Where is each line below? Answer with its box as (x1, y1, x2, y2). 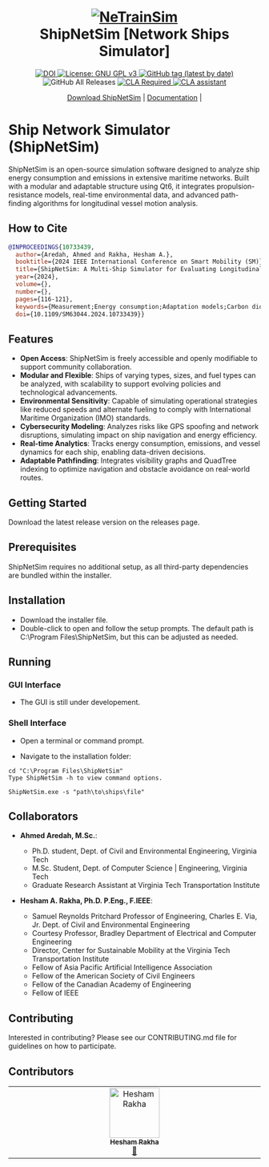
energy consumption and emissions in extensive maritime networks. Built (8, 172, 250, 182)
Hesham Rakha (110, 1137, 159, 1147)
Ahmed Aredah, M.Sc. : (19, 831, 98, 841)
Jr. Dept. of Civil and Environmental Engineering (31, 920, 191, 930)
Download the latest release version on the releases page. (8, 517, 200, 527)
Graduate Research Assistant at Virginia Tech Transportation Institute (31, 881, 260, 890)
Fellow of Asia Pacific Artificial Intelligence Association (31, 962, 213, 972)
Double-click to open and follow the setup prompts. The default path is (19, 623, 254, 633)
